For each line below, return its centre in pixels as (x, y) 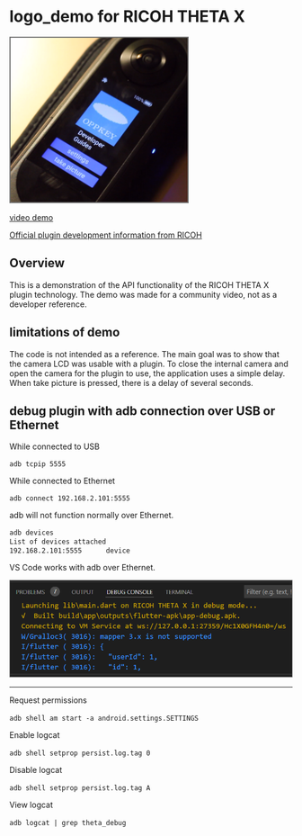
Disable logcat (36, 769)
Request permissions (48, 700)
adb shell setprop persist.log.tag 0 (80, 753)
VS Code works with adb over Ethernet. (82, 568)
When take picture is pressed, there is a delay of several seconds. (131, 382)
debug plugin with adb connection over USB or (142, 411)
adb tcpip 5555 (38, 464)
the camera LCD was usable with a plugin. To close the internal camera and (149, 364)
